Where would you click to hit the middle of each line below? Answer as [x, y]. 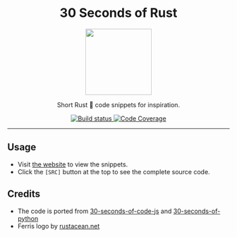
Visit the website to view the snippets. [73, 164]
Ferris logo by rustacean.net [59, 226]
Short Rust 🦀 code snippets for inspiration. [119, 104]
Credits [24, 194]
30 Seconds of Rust [119, 13]
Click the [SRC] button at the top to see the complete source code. [114, 171]
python [28, 218]
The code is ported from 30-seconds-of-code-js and [95, 211]
